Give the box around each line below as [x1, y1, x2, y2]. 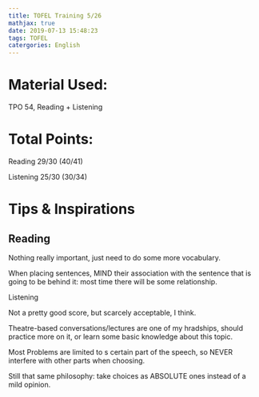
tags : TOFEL [8, 34, 48, 42]
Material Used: [8, 76, 108, 94]
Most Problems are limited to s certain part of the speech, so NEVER [8, 347, 233, 356]
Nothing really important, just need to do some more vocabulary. [8, 253, 221, 262]
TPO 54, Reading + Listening [8, 102, 103, 112]
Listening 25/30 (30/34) [8, 173, 88, 181]
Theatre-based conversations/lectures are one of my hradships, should [8, 324, 244, 332]
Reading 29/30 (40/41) [8, 157, 84, 166]
